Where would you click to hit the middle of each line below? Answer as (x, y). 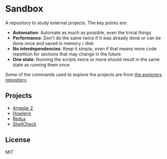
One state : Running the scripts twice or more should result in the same (86, 59)
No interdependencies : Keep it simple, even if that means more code (85, 48)
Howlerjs (22, 113)
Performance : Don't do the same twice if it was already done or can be (87, 38)
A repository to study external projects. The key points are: (66, 23)
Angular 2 (23, 108)
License (18, 140)
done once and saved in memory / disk (53, 43)
